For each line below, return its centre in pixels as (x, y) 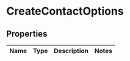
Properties (27, 34)
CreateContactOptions (65, 11)
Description (71, 51)
